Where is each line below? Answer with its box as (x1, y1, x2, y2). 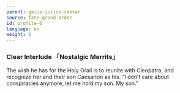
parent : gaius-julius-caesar (6, 9, 81, 15)
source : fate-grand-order (6, 15, 72, 21)
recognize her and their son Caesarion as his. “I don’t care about (6, 74, 170, 81)
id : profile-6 (6, 20, 43, 26)
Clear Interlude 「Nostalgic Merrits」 (6, 53, 119, 61)
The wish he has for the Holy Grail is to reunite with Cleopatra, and (6, 67, 174, 74)
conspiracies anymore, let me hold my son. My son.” (6, 80, 139, 87)
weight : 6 (6, 32, 32, 38)
